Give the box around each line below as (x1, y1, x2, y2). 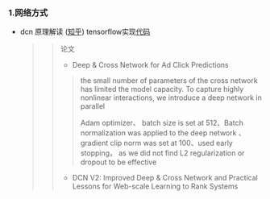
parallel (80, 102, 106, 111)
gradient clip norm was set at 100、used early (80, 139, 234, 148)
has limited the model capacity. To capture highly (80, 85, 244, 94)
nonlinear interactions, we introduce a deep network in (80, 93, 262, 102)
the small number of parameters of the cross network (80, 76, 258, 85)
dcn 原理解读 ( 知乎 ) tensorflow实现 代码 (19, 27, 151, 37)
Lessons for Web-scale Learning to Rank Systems (72, 181, 239, 191)
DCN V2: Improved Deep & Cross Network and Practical (72, 173, 258, 183)
